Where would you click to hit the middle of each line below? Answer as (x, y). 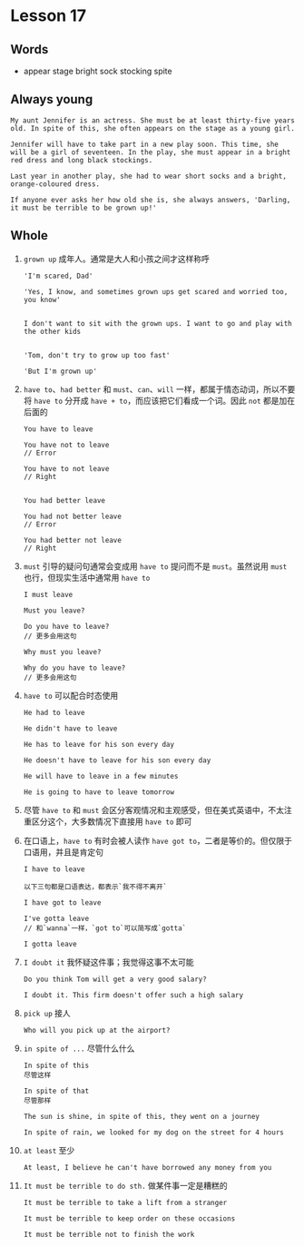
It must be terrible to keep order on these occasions (129, 1218)
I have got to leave (62, 903)
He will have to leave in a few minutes (101, 776)
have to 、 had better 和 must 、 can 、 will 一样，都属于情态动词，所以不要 (159, 389)
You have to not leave (66, 468)
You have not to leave (66, 445)
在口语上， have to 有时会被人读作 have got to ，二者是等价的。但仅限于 (158, 840)
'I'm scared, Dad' (58, 276)
